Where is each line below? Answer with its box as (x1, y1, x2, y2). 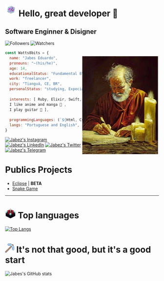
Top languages (18, 210, 80, 221)
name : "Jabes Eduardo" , (9, 55, 58, 60)
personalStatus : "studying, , (9, 87, 128, 92)
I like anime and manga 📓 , (9, 102, 67, 107)
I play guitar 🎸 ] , (9, 107, 49, 112)
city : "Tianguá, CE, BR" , (9, 81, 62, 87)
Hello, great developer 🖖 (19, 8, 118, 19)
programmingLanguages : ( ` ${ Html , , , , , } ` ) (9, 117, 154, 122)
